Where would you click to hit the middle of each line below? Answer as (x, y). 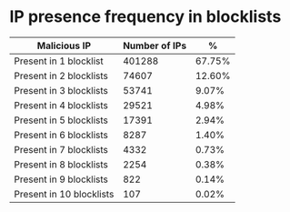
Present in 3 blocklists (61, 90)
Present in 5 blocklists (61, 120)
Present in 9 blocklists (61, 179)
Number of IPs (155, 45)
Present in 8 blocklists (61, 164)
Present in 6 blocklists (61, 135)
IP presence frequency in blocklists (145, 17)
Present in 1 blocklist (59, 61)
